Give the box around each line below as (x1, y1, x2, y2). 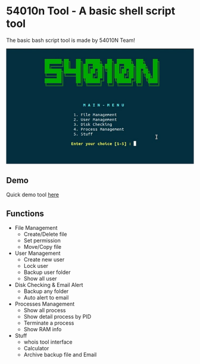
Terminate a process (23, 319, 74, 326)
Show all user (23, 275, 58, 282)
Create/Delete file (23, 231, 67, 238)
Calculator (23, 345, 49, 352)
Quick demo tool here (6, 191, 60, 198)
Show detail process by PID (23, 313, 92, 320)
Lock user (23, 263, 49, 270)
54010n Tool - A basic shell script (6, 4, 176, 18)
